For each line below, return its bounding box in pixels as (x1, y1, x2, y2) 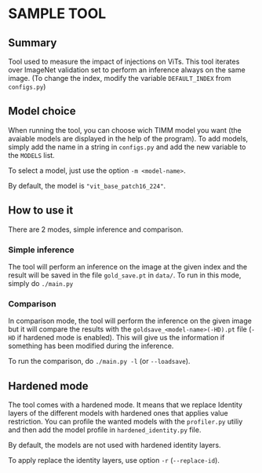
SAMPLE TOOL (8, 5, 107, 23)
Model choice (8, 104, 76, 118)
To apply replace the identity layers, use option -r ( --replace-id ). (8, 456, 220, 465)
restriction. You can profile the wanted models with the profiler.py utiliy (8, 417, 243, 427)
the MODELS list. (8, 150, 55, 159)
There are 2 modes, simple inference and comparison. (8, 225, 184, 234)
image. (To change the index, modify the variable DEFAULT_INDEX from (8, 74, 231, 82)
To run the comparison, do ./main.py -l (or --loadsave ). (8, 357, 191, 366)
